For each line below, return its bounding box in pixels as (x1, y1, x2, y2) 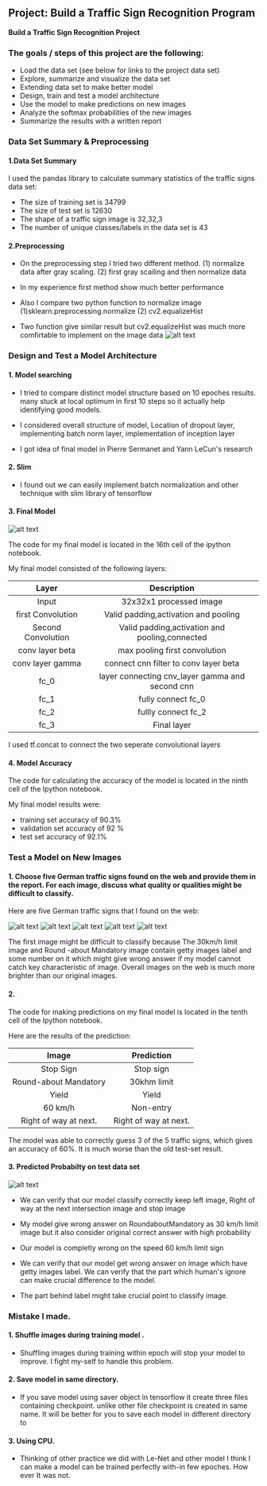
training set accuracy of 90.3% (19, 815, 122, 825)
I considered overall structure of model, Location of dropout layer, (19, 420, 236, 429)
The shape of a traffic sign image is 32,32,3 (19, 214, 163, 224)
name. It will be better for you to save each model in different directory (19, 1410, 251, 1419)
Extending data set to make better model (19, 83, 153, 92)
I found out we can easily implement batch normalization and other (19, 479, 239, 489)
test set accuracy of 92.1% (19, 832, 107, 842)
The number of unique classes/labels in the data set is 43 (19, 223, 208, 233)
